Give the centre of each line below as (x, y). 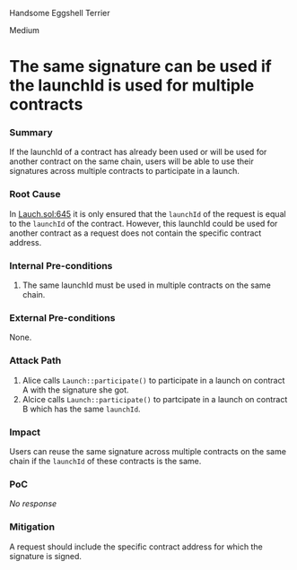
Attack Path (35, 360)
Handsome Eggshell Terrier (60, 13)
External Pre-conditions (62, 318)
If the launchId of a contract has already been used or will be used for (138, 152)
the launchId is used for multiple (132, 86)
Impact (25, 432)
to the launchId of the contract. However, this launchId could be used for (144, 223)
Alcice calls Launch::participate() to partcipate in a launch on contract (155, 399)
